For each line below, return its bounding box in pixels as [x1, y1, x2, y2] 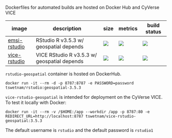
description [53, 25, 82, 32]
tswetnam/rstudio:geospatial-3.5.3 [5, 85, 81, 90]
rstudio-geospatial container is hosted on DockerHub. [5, 71, 122, 77]
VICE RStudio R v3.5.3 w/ [35, 51, 97, 58]
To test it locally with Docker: [5, 99, 67, 105]
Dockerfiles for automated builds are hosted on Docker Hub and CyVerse [5, 5, 160, 10]
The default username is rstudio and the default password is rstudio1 [5, 127, 154, 133]
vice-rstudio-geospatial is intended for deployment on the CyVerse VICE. [5, 94, 163, 100]
